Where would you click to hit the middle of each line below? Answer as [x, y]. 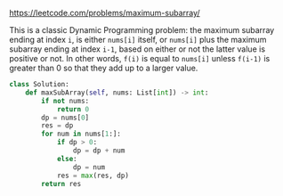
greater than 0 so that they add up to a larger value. [104, 68]
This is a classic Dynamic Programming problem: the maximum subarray [142, 30]
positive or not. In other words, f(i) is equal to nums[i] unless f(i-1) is [140, 58]
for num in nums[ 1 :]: [81, 134]
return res [61, 184]
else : [67, 159]
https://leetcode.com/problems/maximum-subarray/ [105, 13]
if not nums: [65, 101]
